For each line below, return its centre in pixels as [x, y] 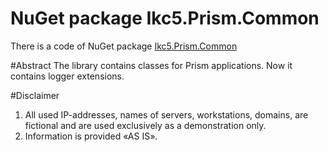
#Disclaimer [35, 95]
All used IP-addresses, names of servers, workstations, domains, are [166, 114]
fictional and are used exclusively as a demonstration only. [145, 125]
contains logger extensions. [67, 76]
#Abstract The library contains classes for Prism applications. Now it [151, 65]
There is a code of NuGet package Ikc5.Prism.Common [124, 46]
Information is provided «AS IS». [91, 136]
